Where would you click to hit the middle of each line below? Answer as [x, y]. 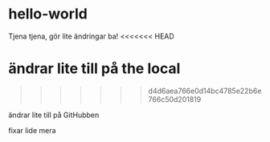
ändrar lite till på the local [94, 69]
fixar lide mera [32, 130]
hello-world [48, 14]
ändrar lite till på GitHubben [54, 115]
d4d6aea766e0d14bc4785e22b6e [205, 91]
